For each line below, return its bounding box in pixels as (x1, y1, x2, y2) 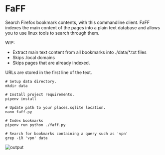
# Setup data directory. (5, 79, 57, 84)
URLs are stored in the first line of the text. (5, 69, 92, 75)
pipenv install (5, 96, 37, 101)
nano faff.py (5, 109, 32, 114)
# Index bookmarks (5, 118, 43, 123)
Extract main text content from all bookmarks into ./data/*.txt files (12, 49, 147, 55)
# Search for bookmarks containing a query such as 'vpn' (5, 131, 128, 136)
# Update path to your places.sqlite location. (5, 105, 106, 110)
